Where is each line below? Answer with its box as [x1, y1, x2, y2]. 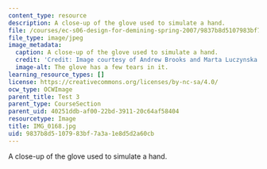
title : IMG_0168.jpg [8, 122, 77, 130]
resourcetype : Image [8, 115, 77, 123]
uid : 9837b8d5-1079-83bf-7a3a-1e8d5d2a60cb [8, 129, 155, 137]
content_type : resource [8, 11, 87, 20]
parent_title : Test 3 [8, 93, 80, 101]
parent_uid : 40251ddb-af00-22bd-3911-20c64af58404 [8, 108, 180, 116]
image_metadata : [8, 41, 62, 49]
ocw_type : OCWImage [8, 85, 73, 94]
